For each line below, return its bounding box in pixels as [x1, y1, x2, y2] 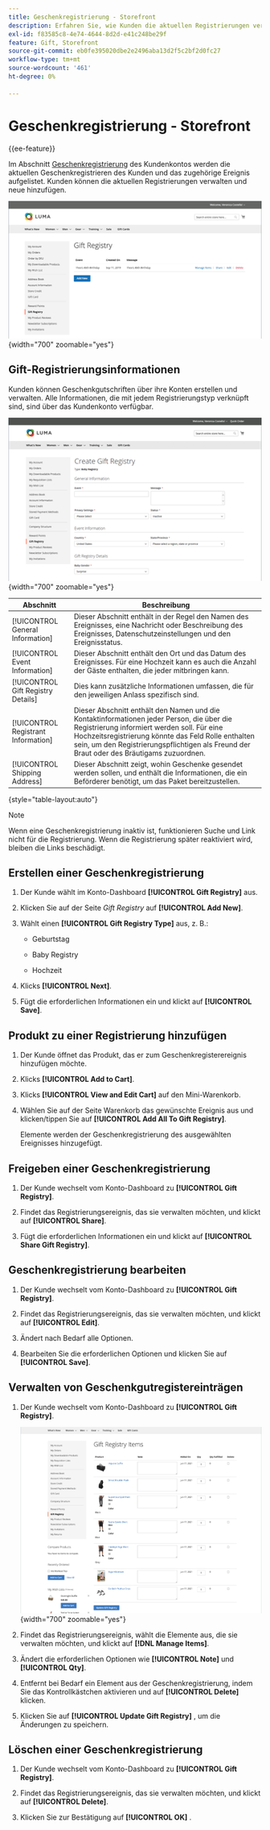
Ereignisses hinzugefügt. [19, 1138, 103, 1148]
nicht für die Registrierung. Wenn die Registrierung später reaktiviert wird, [8, 834, 253, 844]
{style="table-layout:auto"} [8, 794, 98, 804]
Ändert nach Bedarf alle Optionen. [19, 1333, 134, 1342]
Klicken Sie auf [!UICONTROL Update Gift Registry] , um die [19, 1711, 221, 1720]
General [11, 625, 39, 634]
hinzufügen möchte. [19, 1058, 87, 1068]
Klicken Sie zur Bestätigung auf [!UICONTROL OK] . [19, 1812, 192, 1822]
